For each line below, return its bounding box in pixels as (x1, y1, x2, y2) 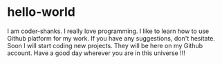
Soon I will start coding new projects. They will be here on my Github (7, 41, 203, 50)
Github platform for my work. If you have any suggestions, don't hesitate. (7, 34, 216, 42)
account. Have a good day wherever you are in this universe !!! (7, 49, 185, 57)
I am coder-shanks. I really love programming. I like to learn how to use (7, 27, 210, 35)
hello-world (7, 4, 76, 20)
